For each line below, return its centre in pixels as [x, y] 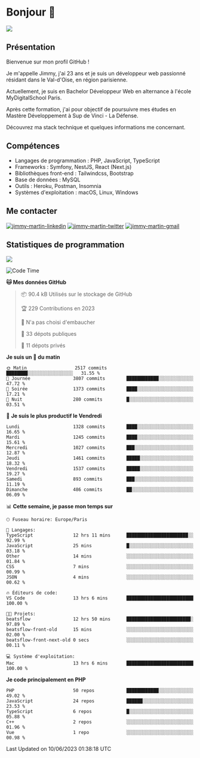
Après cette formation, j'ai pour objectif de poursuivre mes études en [91, 109]
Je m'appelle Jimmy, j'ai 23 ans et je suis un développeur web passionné [96, 73]
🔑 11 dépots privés [43, 345]
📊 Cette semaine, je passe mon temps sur [60, 506]
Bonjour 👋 [31, 12]
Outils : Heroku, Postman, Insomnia [58, 186]
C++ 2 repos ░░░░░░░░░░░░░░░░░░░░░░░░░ [100, 722]
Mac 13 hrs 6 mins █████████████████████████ [100, 663]
